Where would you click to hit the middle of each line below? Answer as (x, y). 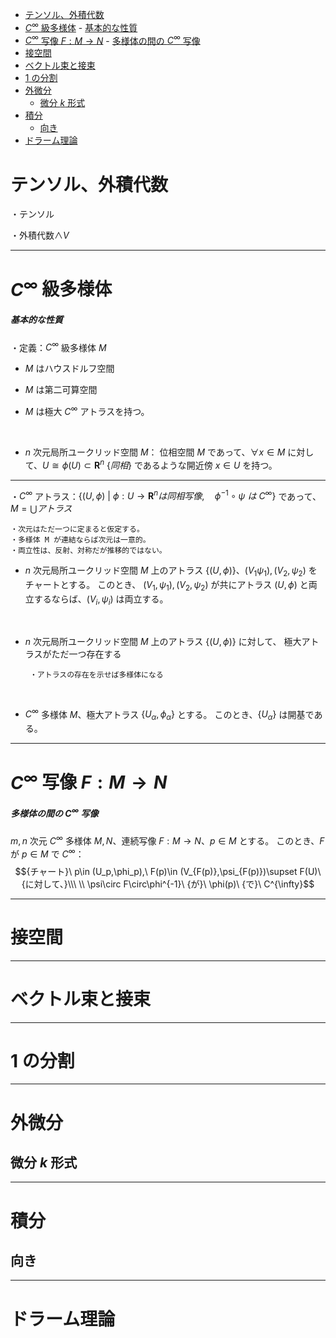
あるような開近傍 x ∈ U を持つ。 (210, 465)
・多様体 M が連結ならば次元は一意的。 (80, 540)
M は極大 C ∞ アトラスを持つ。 (87, 411)
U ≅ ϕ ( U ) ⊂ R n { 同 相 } (87, 464)
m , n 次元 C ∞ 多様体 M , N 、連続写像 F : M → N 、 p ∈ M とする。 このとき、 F (167, 840)
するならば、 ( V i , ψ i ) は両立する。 (101, 600)
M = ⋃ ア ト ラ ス (41, 509)
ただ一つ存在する (86, 654)
